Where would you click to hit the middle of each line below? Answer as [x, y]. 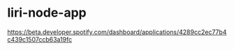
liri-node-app [47, 13]
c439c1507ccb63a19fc [40, 39]
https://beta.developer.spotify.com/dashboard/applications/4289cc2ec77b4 [117, 32]
